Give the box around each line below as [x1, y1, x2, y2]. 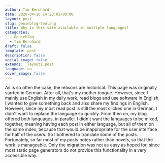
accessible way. [5, 152, 38, 158]
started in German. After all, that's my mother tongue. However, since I [5, 89, 148, 96]
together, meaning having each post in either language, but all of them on [5, 121, 154, 127]
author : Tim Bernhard [5, 7, 50, 12]
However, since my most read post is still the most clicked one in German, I [5, 105, 158, 111]
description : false [5, 53, 45, 58]
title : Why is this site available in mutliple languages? [5, 26, 129, 30]
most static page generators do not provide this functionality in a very [5, 147, 147, 153]
